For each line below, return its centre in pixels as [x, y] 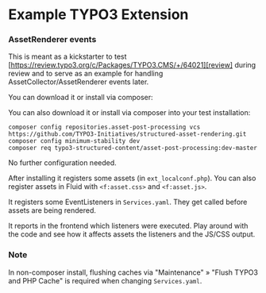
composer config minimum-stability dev [74, 141]
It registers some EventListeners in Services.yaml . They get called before [128, 202]
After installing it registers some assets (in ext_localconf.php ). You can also [132, 178]
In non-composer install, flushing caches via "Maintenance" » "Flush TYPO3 [133, 272]
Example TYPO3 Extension [98, 15]
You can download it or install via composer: [81, 98]
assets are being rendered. [52, 210]
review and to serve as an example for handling [86, 74]
